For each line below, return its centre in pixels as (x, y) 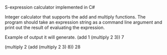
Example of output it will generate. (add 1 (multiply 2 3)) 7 (65, 37)
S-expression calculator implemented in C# (50, 7)
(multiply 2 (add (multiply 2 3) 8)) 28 (43, 47)
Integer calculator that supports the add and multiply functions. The (75, 17)
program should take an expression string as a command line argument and (83, 22)
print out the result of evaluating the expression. (55, 27)
